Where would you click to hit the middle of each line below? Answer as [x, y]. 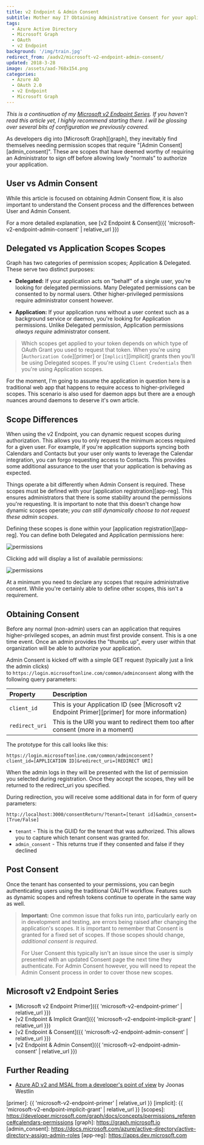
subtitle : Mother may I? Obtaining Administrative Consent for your [95, 18]
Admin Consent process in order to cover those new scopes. [97, 972]
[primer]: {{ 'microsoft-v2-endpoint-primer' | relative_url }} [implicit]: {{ [95, 1103]
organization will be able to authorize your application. [74, 648]
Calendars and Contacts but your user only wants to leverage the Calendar [100, 454]
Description [70, 694]
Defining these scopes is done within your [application [74, 528]
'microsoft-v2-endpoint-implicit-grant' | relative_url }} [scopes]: [86, 1110]
